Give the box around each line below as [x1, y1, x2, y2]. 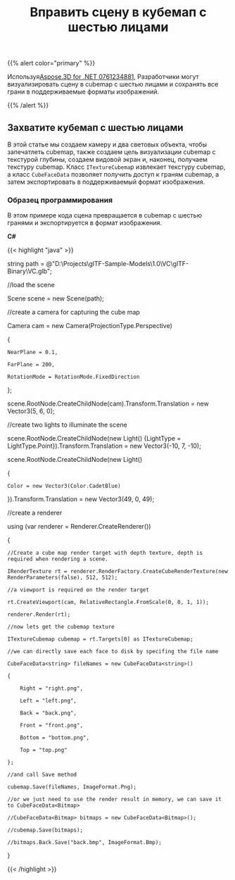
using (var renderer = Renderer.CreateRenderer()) [7, 522, 151, 531]
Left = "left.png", [20, 698, 77, 705]
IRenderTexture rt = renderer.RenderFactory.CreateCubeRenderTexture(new [7, 568, 229, 575]
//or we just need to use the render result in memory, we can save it [7, 796, 222, 803]
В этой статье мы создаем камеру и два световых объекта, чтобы [7, 140, 208, 149]
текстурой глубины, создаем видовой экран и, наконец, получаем [7, 156, 208, 163]
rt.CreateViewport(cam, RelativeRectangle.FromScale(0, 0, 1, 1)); [7, 599, 210, 606]
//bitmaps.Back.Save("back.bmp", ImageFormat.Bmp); [7, 839, 162, 846]
